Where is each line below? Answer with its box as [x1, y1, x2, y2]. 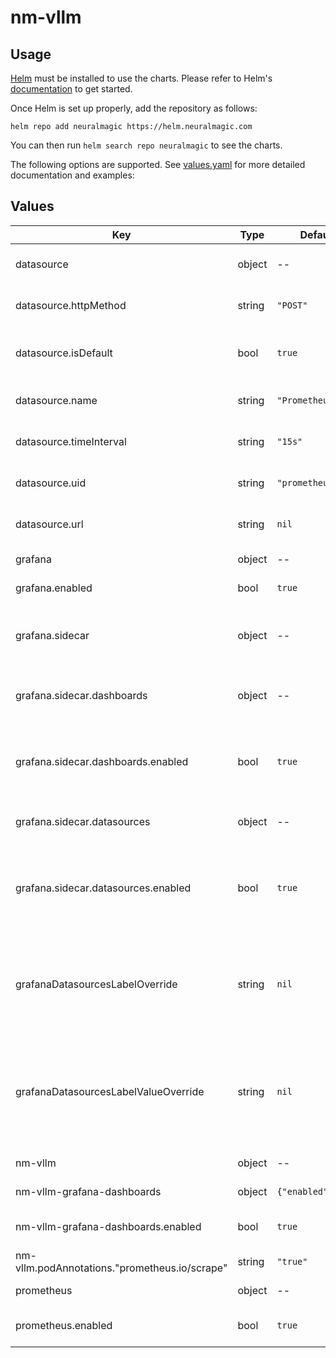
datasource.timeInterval [15, 434, 127, 448]
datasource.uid [15, 476, 87, 490]
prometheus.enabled [15, 1318, 113, 1332]
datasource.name [15, 393, 98, 407]
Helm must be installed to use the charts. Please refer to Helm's [10, 72, 273, 84]
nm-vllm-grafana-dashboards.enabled [15, 1219, 202, 1233]
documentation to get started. [10, 83, 133, 95]
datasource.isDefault [15, 346, 113, 360]
